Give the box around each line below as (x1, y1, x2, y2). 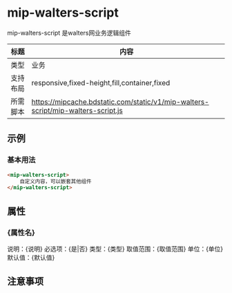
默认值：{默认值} (7, 253, 55, 261)
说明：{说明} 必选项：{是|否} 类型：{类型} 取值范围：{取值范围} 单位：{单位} (7, 245, 224, 253)
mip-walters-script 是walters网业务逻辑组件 (7, 28, 131, 37)
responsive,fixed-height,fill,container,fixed (31, 78, 171, 87)
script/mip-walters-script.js (31, 105, 123, 115)
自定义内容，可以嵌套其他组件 (19, 178, 92, 185)
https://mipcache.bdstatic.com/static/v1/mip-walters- (31, 97, 209, 107)
